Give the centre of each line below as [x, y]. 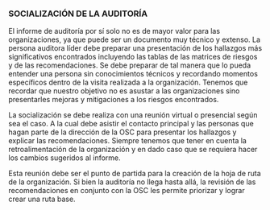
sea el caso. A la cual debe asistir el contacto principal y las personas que [131, 124]
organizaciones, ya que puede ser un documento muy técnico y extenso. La [134, 39]
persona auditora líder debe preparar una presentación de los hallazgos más [135, 48]
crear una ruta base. [42, 199]
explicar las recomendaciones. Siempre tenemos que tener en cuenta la [128, 141]
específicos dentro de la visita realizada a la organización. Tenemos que [128, 82]
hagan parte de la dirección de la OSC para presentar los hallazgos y [123, 132]
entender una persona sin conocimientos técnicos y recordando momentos [133, 74]
